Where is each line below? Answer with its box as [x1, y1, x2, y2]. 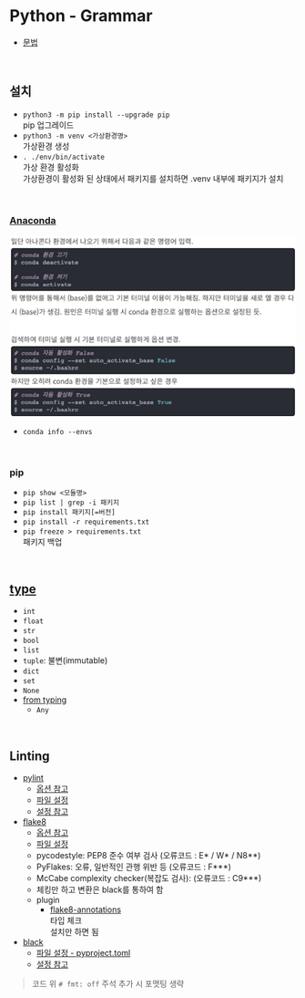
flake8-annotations [49, 904, 121, 915]
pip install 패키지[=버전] [22, 508, 116, 517]
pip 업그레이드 [22, 120, 75, 130]
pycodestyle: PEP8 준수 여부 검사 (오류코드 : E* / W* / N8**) [36, 849, 261, 860]
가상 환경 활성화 [22, 161, 79, 172]
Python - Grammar [9, 5, 153, 26]
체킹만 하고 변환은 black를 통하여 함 [36, 884, 164, 895]
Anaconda [9, 213, 56, 226]
